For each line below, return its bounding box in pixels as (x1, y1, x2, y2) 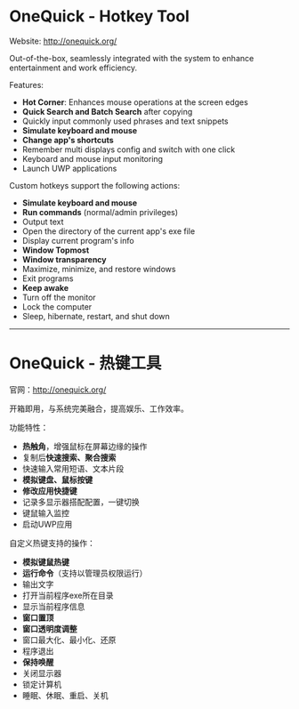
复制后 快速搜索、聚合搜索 (21, 452, 117, 463)
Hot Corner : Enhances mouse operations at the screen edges (21, 96, 249, 108)
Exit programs (21, 273, 74, 284)
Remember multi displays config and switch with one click (21, 144, 236, 155)
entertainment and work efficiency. (9, 62, 138, 73)
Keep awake (21, 282, 69, 293)
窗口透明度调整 (21, 623, 77, 633)
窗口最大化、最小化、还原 (21, 634, 117, 645)
